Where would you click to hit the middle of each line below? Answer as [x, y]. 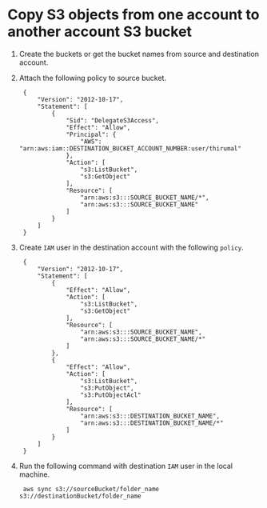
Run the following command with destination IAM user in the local [126, 466]
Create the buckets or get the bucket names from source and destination [139, 54]
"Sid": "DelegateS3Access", [113, 120]
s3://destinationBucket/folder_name [80, 496]
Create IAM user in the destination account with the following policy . [132, 247]
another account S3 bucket [100, 32]
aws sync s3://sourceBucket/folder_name [91, 489]
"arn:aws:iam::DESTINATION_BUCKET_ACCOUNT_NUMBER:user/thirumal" [130, 148]
